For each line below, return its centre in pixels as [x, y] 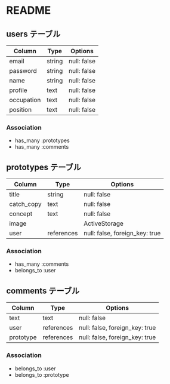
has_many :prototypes [42, 140]
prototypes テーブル [44, 167]
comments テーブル [43, 291]
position [20, 110]
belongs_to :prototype [42, 374]
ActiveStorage [103, 223]
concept [21, 214]
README [29, 10]
